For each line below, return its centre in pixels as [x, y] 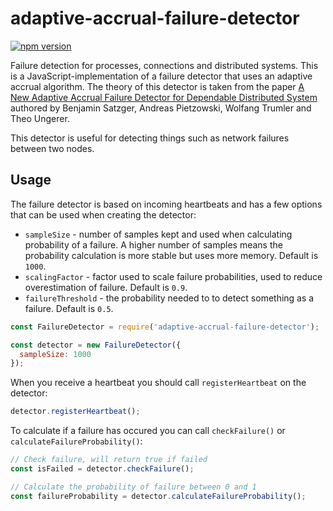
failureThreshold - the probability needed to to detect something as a [169, 298]
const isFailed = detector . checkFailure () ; [102, 469]
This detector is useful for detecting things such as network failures [150, 138]
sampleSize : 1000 [55, 354]
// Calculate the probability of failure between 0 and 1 [133, 487]
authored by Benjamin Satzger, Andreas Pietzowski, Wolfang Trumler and [161, 108]
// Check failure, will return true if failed [109, 460]
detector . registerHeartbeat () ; [75, 412]
